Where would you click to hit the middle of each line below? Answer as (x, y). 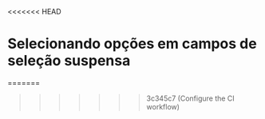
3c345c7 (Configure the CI (190, 98)
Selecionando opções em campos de (132, 44)
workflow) (163, 106)
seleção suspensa (69, 61)
